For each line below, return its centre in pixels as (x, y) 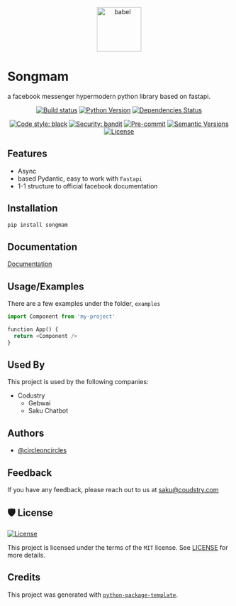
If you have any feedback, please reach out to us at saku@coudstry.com (113, 490)
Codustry (31, 395)
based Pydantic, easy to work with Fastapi (80, 179)
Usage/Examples (46, 286)
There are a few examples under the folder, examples (84, 304)
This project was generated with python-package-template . (93, 595)
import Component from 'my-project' (61, 317)
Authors (26, 433)
